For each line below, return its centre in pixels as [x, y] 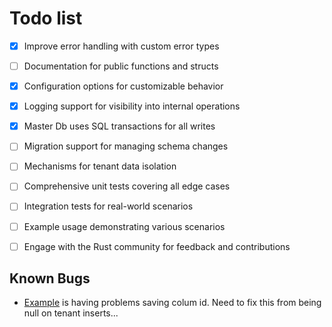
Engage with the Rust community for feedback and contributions [157, 246]
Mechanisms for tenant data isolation [100, 166]
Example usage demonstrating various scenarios [124, 226]
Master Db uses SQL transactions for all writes [119, 126]
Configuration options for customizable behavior [123, 86]
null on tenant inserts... [71, 313]
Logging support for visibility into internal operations [132, 106]
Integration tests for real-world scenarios [108, 206]
